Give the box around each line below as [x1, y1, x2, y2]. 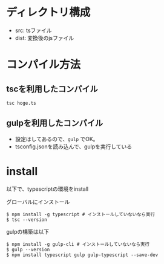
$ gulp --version [6, 246, 50, 252]
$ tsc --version [6, 216, 47, 223]
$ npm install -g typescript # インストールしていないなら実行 [6, 211, 156, 217]
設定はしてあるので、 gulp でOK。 [15, 135, 99, 142]
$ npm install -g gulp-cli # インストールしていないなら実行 [6, 241, 150, 247]
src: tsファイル [15, 27, 53, 34]
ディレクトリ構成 [6, 5, 91, 19]
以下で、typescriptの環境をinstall [6, 185, 89, 193]
